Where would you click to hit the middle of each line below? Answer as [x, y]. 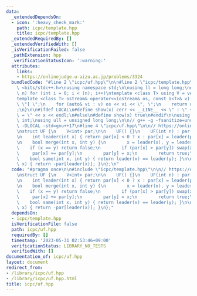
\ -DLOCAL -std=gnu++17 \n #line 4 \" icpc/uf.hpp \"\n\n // [86, 126]
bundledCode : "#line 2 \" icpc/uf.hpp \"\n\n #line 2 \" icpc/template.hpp [101, 83]
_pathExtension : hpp [36, 55]
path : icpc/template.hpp [47, 28]
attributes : [26, 66]
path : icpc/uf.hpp [34, 229]
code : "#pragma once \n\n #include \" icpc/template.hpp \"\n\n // [89, 170]
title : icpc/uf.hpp [30, 284]
